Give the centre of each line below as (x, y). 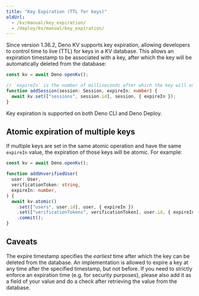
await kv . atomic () (34, 201)
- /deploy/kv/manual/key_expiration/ (58, 28)
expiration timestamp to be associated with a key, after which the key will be (99, 57)
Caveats (22, 242)
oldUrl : (16, 17)
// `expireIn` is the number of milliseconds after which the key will (96, 86)
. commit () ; (30, 218)
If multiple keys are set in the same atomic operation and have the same (94, 146)
